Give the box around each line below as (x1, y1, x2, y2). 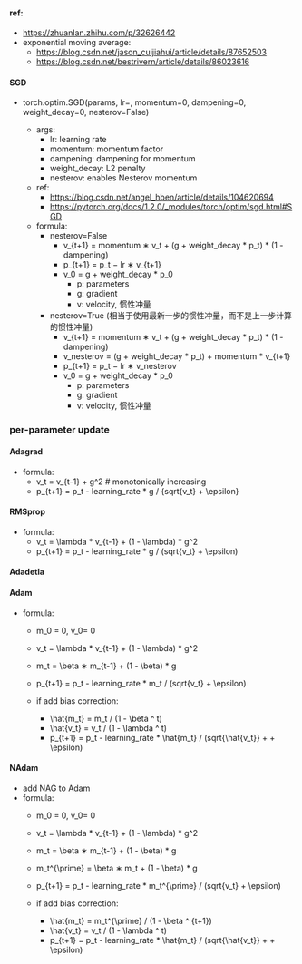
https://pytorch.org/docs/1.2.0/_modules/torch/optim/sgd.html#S (49, 201, 293, 212)
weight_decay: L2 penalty (49, 163, 146, 174)
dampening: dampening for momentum (49, 153, 197, 164)
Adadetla (9, 567, 45, 578)
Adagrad (9, 445, 44, 457)
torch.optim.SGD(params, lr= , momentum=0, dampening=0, (22, 97, 247, 108)
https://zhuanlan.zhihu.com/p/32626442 (22, 27, 176, 38)
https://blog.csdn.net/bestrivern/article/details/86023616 (35, 56, 250, 67)
